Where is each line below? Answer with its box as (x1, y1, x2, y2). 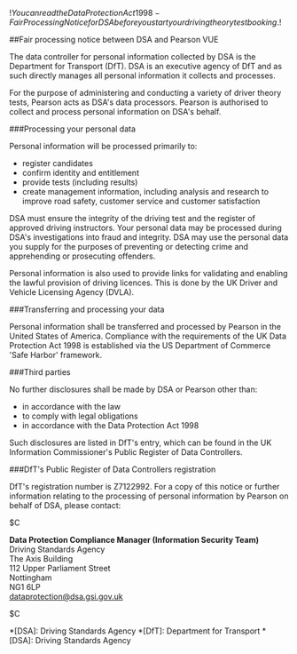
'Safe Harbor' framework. (9, 350, 103, 360)
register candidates (21, 158, 93, 168)
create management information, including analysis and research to (21, 187, 269, 196)
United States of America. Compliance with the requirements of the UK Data (9, 331, 286, 341)
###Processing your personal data (9, 124, 136, 134)
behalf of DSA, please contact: (9, 500, 121, 510)
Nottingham (9, 572, 52, 583)
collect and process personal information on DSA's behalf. (9, 107, 222, 116)
